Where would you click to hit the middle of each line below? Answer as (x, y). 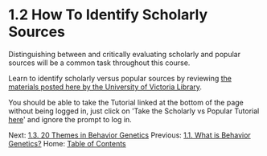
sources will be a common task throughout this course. (99, 63)
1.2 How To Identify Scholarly (108, 15)
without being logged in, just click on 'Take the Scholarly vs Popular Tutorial (134, 111)
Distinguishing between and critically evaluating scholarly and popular (125, 54)
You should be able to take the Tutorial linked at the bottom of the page (126, 102)
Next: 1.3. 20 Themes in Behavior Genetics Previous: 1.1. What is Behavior (129, 135)
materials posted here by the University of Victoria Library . (105, 87)
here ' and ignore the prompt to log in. (70, 119)
